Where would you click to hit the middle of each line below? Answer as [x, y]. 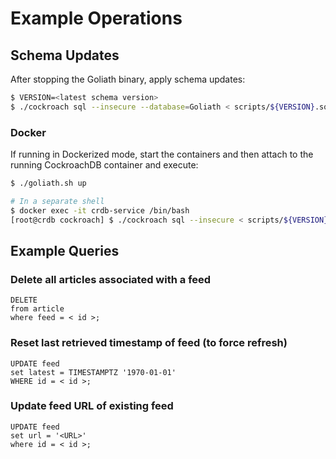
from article [37, 309]
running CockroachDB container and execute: [104, 165]
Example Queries [65, 250]
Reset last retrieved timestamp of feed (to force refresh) [149, 343]
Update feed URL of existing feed [92, 406]
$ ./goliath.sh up [48, 183]
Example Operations [96, 18]
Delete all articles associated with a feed [111, 279]
